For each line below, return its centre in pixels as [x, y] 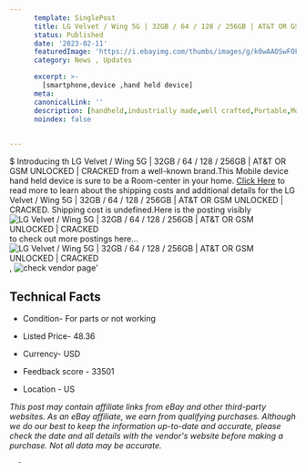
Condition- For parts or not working [89, 318]
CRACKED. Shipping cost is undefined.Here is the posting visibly [131, 210]
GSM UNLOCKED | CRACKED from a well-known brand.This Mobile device [149, 171]
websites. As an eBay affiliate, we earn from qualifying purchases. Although [153, 416]
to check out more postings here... [74, 239]
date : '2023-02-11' [70, 43]
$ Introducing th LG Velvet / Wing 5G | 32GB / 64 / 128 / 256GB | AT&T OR [148, 161]
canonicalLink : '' [68, 102]
